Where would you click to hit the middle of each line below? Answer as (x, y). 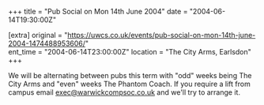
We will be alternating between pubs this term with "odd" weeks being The (130, 75)
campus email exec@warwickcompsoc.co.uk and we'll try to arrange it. (124, 92)
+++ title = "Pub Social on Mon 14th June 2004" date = (98, 11)
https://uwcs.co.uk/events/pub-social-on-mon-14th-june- (161, 35)
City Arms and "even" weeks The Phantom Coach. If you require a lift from (129, 84)
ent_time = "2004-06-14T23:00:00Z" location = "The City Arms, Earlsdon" (130, 52)
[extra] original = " (38, 35)
